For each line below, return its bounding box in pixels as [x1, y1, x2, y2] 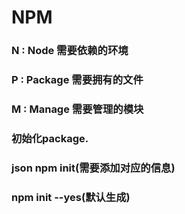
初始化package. [11, 131, 89, 145]
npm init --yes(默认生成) [11, 190, 131, 204]
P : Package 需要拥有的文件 [11, 73, 144, 87]
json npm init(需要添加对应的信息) [11, 161, 176, 175]
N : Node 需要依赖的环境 [11, 44, 129, 58]
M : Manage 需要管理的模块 [11, 102, 144, 116]
